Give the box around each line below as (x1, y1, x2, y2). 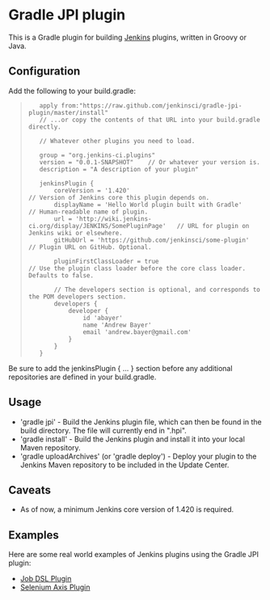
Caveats (8, 483, 51, 496)
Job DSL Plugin (19, 574, 72, 584)
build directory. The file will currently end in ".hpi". (19, 425, 188, 435)
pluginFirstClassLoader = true (53, 257, 159, 265)
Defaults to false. (27, 271, 95, 280)
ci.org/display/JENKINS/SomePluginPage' (27, 222, 167, 230)
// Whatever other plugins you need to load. (39, 137, 196, 145)
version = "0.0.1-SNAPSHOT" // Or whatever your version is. (39, 158, 260, 167)
